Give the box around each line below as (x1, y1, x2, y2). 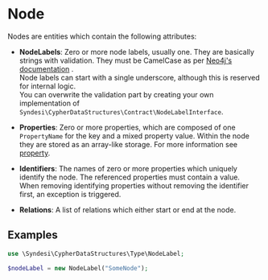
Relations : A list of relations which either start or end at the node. (19, 204, 237, 214)
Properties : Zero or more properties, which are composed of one (19, 122, 236, 132)
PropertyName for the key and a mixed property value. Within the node (19, 130, 250, 141)
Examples (7, 229, 58, 242)
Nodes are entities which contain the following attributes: (7, 31, 197, 41)
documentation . (19, 64, 74, 73)
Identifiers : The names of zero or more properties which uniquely (19, 163, 238, 173)
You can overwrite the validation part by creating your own (19, 89, 214, 99)
